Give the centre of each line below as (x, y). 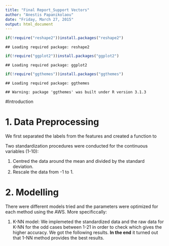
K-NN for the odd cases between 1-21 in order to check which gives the (87, 227)
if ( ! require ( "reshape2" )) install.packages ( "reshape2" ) (64, 38)
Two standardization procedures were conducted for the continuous (77, 146)
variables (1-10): (22, 151)
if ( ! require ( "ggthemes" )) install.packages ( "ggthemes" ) (64, 74)
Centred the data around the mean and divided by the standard (78, 161)
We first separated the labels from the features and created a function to (81, 136)
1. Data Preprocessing (52, 122)
